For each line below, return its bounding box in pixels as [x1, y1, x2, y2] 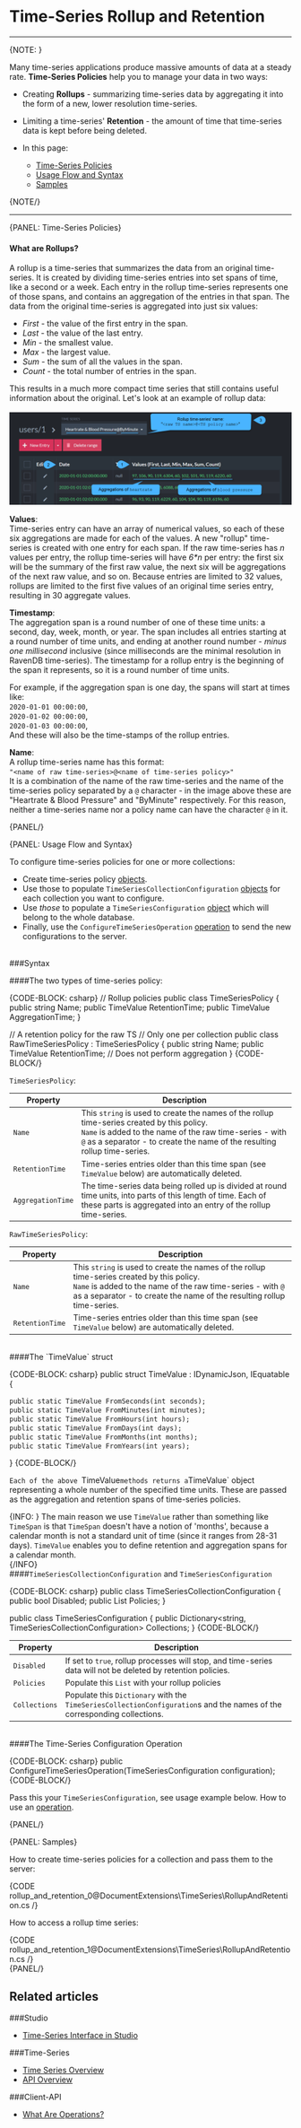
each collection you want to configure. [21, 893, 165, 903]
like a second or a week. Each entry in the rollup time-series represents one [9, 282, 288, 292]
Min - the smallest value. [21, 337, 114, 348]
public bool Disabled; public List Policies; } [9, 1595, 166, 1606]
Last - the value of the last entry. [21, 327, 143, 338]
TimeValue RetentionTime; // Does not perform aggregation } [9, 1048, 233, 1059]
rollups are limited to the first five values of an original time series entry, [9, 580, 274, 591]
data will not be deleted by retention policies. [64, 1664, 230, 1675]
